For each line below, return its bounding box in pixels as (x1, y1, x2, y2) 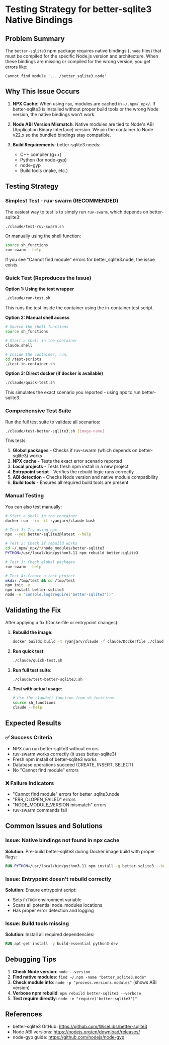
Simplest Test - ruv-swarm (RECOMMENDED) (5, 197, 119, 204)
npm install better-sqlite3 (5, 587, 64, 592)
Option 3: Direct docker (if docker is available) (5, 370, 104, 376)
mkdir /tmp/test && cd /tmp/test (5, 578, 75, 583)
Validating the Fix (5, 606, 61, 615)
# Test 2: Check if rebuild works (5, 541, 78, 546)
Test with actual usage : (12, 686, 62, 692)
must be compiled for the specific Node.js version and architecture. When (5, 53, 158, 59)
